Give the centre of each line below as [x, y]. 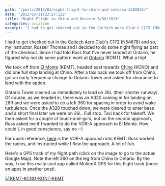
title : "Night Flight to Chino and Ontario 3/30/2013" [62, 19]
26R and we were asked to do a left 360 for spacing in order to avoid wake [81, 103]
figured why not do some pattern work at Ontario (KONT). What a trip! [76, 58]
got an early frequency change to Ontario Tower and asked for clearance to [82, 78]
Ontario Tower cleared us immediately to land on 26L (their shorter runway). [82, 93]
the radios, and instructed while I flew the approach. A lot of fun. [70, 144]
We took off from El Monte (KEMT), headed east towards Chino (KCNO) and [82, 67]
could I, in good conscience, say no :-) [44, 129]
